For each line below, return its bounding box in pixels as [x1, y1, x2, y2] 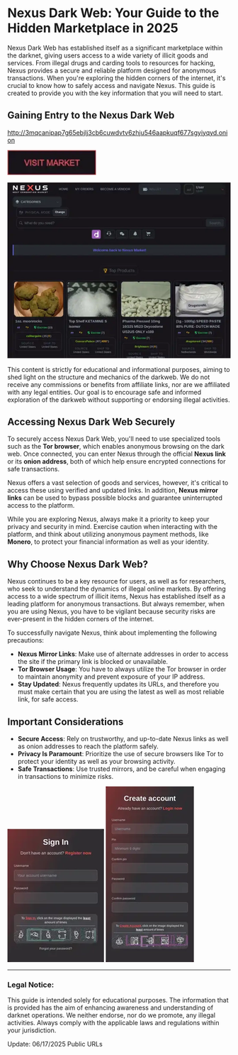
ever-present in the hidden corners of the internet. [7, 615, 154, 623]
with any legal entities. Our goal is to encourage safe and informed [7, 388, 202, 396]
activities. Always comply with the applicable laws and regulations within [7, 1019, 220, 1027]
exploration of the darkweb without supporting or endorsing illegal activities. [7, 395, 230, 404]
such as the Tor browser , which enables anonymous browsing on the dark [7, 442, 225, 451]
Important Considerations [7, 716, 124, 728]
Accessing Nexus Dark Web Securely [7, 415, 176, 427]
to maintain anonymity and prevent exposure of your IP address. [17, 672, 205, 681]
